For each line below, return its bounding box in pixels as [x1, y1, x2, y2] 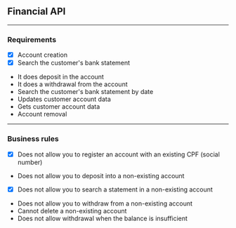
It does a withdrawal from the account [17, 80, 128, 88]
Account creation [17, 51, 68, 59]
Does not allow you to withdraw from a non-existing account [17, 199, 193, 208]
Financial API [7, 6, 66, 18]
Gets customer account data [17, 102, 100, 111]
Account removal [17, 110, 67, 119]
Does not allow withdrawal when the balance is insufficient [17, 214, 188, 222]
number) [17, 158, 43, 166]
